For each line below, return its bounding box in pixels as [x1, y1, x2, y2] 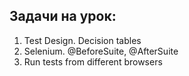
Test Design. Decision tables [23, 34, 142, 46]
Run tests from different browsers [23, 55, 163, 68]
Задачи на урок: [9, 8, 117, 25]
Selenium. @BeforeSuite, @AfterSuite [23, 45, 179, 57]
